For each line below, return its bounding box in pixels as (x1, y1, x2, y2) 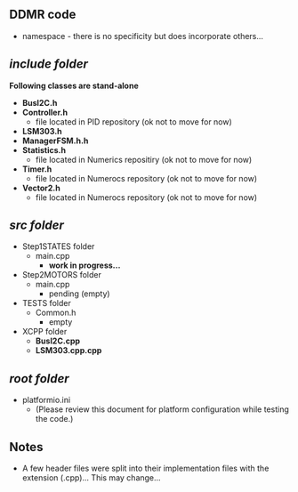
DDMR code (9, 7, 77, 22)
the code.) (35, 414, 74, 424)
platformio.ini (21, 395, 71, 406)
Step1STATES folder (21, 241, 95, 252)
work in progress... (48, 260, 121, 270)
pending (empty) (48, 288, 110, 299)
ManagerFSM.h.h (21, 135, 89, 146)
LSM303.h (21, 125, 62, 136)
